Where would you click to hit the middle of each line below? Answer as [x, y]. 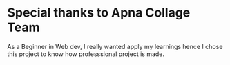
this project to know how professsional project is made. [86, 54]
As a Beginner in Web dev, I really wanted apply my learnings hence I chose [115, 46]
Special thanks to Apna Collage [99, 13]
